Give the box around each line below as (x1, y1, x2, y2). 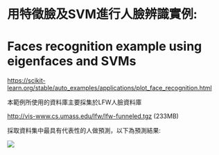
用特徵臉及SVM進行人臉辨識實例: (7, 6, 198, 22)
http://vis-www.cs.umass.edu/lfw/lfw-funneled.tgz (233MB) (7, 112, 179, 120)
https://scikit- (7, 76, 46, 85)
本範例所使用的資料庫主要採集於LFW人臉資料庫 (7, 98, 142, 106)
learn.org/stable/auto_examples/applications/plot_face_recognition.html (7, 84, 213, 92)
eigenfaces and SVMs (7, 54, 137, 70)
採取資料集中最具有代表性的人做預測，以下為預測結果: (7, 127, 161, 135)
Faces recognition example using (7, 39, 202, 54)
